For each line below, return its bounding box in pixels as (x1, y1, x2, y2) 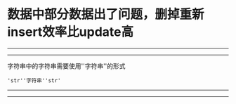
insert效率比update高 (7, 24, 134, 40)
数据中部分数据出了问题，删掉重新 (7, 6, 205, 22)
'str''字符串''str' (7, 77, 61, 84)
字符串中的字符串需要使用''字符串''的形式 (7, 61, 126, 70)
